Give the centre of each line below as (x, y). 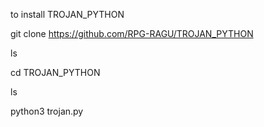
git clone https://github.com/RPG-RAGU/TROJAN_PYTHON (132, 33)
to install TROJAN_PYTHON (67, 14)
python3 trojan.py (47, 111)
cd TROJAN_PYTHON (55, 72)
